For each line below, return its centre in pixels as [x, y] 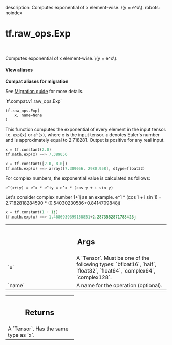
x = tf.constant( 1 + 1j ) [32, 212]
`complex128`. [94, 277]
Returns [40, 313]
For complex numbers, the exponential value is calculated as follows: [78, 178]
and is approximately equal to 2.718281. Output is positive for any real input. [85, 140]
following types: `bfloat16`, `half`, [116, 264]
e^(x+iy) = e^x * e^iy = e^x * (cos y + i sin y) [59, 188]
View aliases [19, 70]
